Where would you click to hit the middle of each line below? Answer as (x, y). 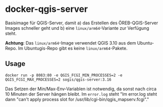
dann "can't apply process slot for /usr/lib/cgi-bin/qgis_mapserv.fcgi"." (77, 99)
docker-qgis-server (46, 9)
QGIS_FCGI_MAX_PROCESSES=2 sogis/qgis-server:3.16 (58, 80)
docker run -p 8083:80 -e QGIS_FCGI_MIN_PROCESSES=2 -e (64, 75)
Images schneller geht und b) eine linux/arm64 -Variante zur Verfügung (77, 28)
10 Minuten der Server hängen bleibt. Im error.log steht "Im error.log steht (81, 94)
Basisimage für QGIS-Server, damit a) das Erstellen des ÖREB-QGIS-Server (82, 23)
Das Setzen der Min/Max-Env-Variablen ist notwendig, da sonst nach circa (81, 89)
